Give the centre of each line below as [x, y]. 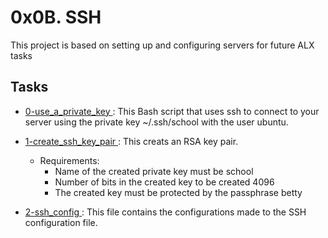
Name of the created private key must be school [154, 171]
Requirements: [69, 160]
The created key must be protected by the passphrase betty [178, 192]
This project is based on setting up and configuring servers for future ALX [162, 45]
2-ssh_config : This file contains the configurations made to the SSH [165, 212]
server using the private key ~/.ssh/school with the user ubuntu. [156, 122]
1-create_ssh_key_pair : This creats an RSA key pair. [131, 141]
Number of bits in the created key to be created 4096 [164, 182]
